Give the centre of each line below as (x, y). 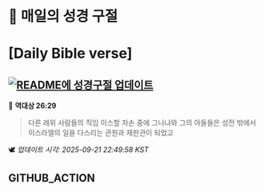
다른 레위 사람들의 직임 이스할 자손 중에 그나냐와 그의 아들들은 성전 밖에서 (142, 123)
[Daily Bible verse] (70, 54)
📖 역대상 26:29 (32, 106)
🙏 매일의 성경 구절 (63, 16)
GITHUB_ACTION (52, 178)
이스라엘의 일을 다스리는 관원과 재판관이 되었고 (100, 133)
